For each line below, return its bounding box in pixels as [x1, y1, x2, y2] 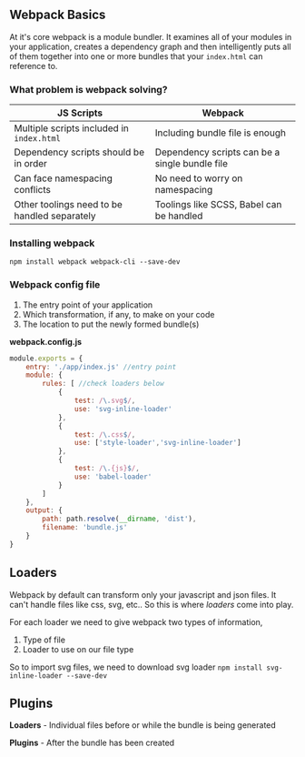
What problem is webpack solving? [9, 83, 168, 96]
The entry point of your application [22, 299, 153, 310]
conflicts [14, 184, 52, 197]
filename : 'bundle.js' [42, 523, 128, 532]
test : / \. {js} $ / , [74, 464, 141, 473]
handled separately [14, 209, 97, 222]
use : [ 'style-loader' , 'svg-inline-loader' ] [74, 439, 242, 448]
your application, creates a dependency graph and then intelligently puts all [9, 41, 292, 52]
